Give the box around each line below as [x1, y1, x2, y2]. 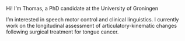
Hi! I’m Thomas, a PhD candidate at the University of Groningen [6, 5, 159, 12]
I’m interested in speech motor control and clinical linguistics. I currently [6, 16, 179, 23]
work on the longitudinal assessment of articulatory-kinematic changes [6, 23, 177, 29]
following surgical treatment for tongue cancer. [6, 28, 119, 35]
